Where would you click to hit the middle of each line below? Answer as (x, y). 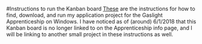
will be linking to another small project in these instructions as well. (90, 34)
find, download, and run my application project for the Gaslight (85, 15)
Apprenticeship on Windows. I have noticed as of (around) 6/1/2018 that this (101, 21)
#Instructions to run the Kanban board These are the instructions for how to (101, 9)
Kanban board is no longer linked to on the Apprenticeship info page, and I (99, 28)
